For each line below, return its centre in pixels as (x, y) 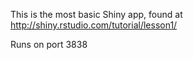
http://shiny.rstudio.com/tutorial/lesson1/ (94, 25)
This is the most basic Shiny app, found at (96, 14)
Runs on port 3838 (49, 44)
